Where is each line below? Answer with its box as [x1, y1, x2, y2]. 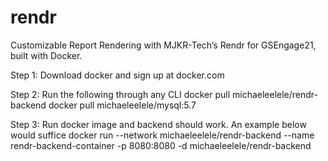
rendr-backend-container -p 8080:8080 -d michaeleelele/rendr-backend [10, 139, 312, 151]
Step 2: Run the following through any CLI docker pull [10, 88, 231, 100]
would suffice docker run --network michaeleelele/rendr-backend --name [10, 129, 315, 141]
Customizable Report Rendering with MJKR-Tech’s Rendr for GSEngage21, [10, 39, 317, 51]
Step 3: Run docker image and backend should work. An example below [10, 118, 307, 130]
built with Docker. [10, 49, 83, 61]
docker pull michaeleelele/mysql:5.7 [48, 99, 197, 111]
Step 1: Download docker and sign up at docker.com [10, 69, 225, 81]
